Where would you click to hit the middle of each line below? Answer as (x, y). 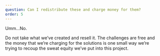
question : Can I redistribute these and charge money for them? (73, 10)
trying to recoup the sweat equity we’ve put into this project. (67, 48)
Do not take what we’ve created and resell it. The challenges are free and (80, 38)
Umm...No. (16, 28)
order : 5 (14, 14)
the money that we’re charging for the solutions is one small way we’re (77, 43)
